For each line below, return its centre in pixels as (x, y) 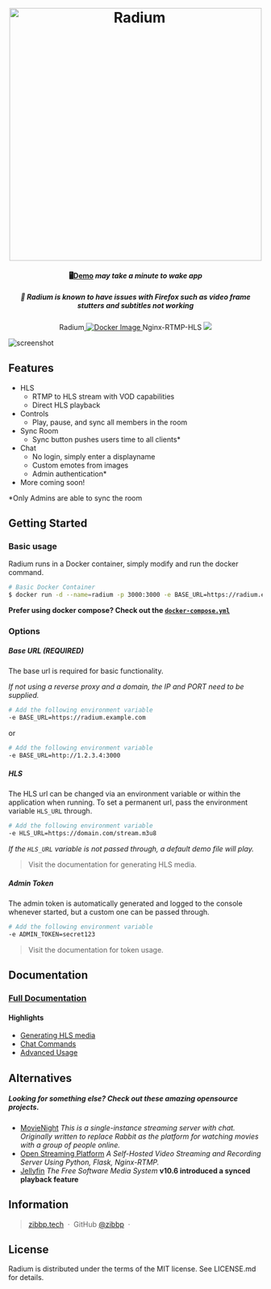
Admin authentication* (69, 473)
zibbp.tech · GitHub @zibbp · (79, 1224)
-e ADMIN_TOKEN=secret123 (52, 934)
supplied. (24, 695)
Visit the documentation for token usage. (96, 949)
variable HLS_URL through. (50, 811)
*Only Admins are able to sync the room (75, 498)
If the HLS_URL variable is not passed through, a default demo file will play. (131, 849)
